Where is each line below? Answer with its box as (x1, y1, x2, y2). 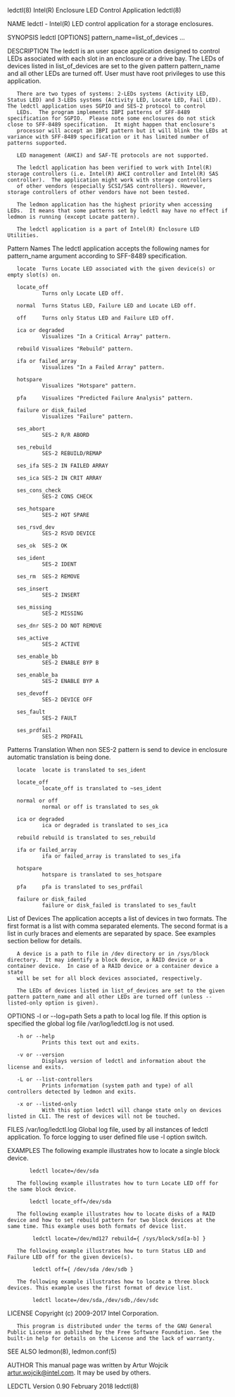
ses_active (16, 634, 49, 642)
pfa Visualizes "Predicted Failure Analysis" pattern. (16, 395, 193, 402)
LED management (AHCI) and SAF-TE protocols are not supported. (16, 152, 210, 159)
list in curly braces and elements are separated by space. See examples (7, 929, 216, 938)
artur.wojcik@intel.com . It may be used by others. (7, 1368, 151, 1377)
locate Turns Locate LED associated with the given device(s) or (16, 265, 216, 272)
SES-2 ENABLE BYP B (42, 659, 99, 666)
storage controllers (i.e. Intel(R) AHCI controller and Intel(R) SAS (7, 170, 219, 177)
